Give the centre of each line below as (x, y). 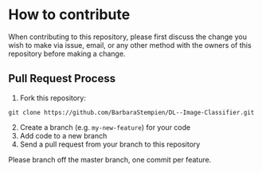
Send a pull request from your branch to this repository (110, 144)
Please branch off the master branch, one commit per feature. (110, 159)
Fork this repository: (53, 98)
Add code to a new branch (63, 135)
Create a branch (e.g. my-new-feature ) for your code (105, 127)
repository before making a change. (67, 53)
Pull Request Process (62, 78)
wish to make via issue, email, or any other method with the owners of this (130, 45)
